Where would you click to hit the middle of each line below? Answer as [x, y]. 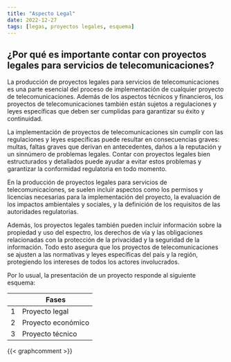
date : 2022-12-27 [32, 20]
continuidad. [25, 119]
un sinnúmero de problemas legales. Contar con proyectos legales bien [109, 154]
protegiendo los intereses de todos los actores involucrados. [93, 262]
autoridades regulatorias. [43, 212]
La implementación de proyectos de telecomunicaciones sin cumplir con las [115, 132]
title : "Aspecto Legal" [41, 13]
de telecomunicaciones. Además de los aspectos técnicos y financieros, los [115, 97]
